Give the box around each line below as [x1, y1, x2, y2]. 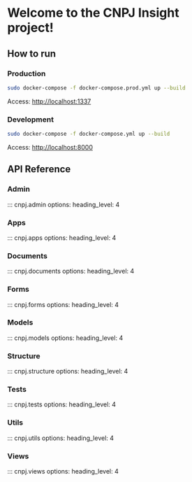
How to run [7, 48, 57, 59]
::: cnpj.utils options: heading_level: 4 [7, 434, 114, 442]
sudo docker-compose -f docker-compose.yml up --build [7, 131, 170, 138]
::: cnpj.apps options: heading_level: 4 [7, 233, 117, 242]
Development [7, 114, 54, 124]
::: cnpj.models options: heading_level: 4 [7, 334, 124, 342]
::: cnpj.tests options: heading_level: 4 [7, 400, 117, 409]
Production [7, 69, 46, 78]
